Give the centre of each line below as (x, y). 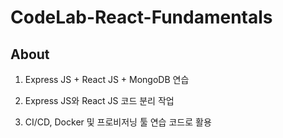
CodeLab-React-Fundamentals (141, 17)
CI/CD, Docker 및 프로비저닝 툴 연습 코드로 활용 (118, 122)
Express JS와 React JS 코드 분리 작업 (99, 100)
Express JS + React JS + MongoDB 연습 (107, 79)
